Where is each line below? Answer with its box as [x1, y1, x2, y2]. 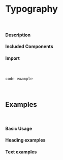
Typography [5, 3, 58, 15]
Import [5, 55, 20, 61]
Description [5, 32, 31, 38]
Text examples [5, 149, 37, 155]
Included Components [5, 43, 53, 50]
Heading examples [5, 137, 46, 143]
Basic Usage [5, 125, 32, 131]
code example [5, 76, 33, 82]
